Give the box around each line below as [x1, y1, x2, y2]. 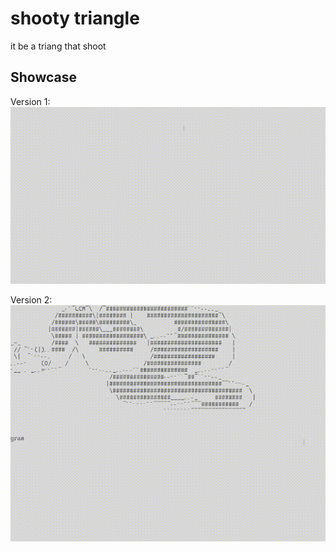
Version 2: [10, 294, 53, 306]
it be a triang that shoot [10, 40, 107, 52]
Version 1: [10, 95, 51, 107]
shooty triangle [10, 7, 140, 30]
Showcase [10, 69, 78, 86]
